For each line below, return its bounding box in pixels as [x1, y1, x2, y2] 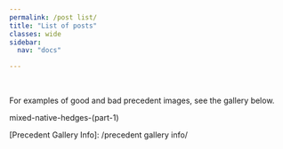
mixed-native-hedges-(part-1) [9, 113, 119, 123]
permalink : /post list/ [9, 12, 98, 22]
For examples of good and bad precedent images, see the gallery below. [9, 95, 275, 106]
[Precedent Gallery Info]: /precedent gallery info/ [9, 129, 189, 140]
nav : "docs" [17, 46, 62, 55]
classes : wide [9, 29, 62, 38]
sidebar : [9, 37, 42, 47]
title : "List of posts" [9, 21, 98, 30]
